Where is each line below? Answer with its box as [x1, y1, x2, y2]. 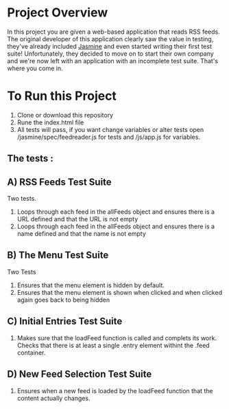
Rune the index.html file [16, 118, 84, 126]
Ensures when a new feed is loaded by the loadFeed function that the [16, 386, 214, 395]
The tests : [7, 153, 53, 164]
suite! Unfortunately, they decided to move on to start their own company [7, 49, 214, 58]
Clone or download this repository [16, 111, 114, 119]
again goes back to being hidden [16, 296, 110, 304]
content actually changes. [16, 394, 91, 402]
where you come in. [7, 64, 63, 72]
